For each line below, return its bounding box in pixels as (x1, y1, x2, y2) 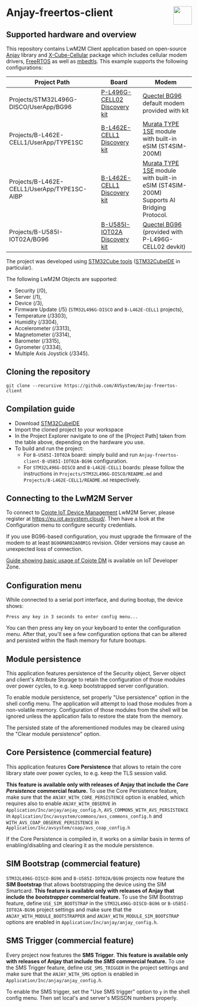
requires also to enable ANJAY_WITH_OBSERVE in (6, 799, 117, 807)
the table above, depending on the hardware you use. (14, 438, 145, 446)
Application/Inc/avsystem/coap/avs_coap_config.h (6, 825, 131, 831)
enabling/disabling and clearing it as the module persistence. (6, 841, 154, 848)
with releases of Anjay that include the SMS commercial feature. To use (6, 957, 185, 964)
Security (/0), (14, 287, 47, 294)
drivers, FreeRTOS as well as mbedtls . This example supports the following (6, 58, 188, 64)
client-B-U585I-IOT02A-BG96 (23, 459, 93, 464)
